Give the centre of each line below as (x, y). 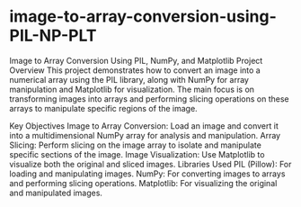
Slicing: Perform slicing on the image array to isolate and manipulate (136, 145)
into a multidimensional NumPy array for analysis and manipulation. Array (145, 135)
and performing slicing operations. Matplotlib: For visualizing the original (143, 183)
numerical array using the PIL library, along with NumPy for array (129, 79)
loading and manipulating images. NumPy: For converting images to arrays (147, 174)
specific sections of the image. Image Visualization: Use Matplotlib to (137, 154)
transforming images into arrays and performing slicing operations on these (149, 99)
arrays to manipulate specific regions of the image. (103, 108)
